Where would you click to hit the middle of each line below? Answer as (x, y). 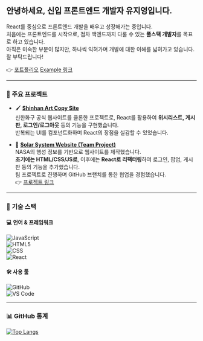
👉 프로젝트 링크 (34, 182)
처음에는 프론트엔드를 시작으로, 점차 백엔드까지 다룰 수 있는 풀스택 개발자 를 (94, 34)
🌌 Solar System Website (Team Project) (65, 145)
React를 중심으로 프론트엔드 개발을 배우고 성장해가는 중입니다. (79, 27)
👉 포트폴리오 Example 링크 (40, 69)
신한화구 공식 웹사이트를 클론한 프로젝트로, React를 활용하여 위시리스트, (99, 118)
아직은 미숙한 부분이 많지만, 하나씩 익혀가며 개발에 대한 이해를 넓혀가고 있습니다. (101, 49)
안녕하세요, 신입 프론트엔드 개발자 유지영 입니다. (89, 11)
